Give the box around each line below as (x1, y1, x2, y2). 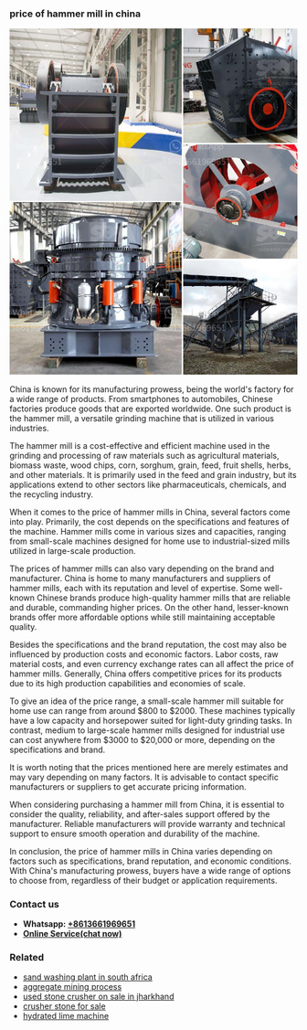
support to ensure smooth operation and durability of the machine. (9, 828, 260, 839)
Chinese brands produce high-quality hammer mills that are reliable (36, 592, 291, 603)
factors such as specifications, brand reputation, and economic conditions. (9, 855, 292, 866)
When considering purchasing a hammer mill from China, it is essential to (9, 799, 285, 810)
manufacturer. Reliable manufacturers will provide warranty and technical (9, 818, 286, 829)
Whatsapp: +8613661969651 (22, 918, 135, 929)
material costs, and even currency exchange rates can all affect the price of (9, 658, 294, 669)
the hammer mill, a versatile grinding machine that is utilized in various (9, 412, 274, 423)
